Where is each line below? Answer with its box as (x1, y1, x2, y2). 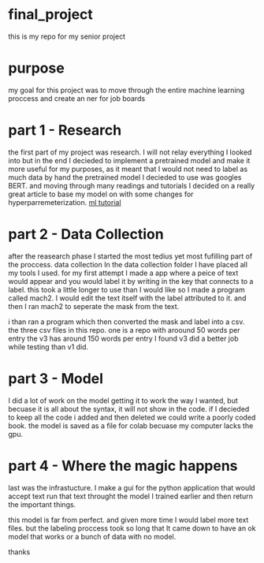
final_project (8, 6, 93, 24)
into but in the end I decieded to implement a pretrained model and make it (8, 155, 251, 165)
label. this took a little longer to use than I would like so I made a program (8, 285, 246, 294)
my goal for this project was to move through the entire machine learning (8, 85, 245, 95)
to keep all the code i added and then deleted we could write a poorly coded (8, 412, 256, 422)
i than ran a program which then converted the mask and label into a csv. (8, 317, 245, 326)
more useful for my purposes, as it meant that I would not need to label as (8, 164, 248, 173)
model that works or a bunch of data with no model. (8, 531, 177, 541)
